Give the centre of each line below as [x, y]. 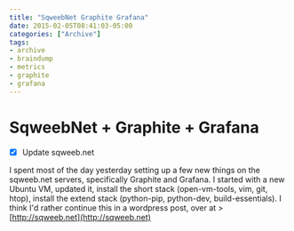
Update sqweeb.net [58, 152]
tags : [19, 42]
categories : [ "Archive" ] [55, 34]
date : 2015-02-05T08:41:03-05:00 [71, 26]
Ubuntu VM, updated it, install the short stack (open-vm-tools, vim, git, [139, 188]
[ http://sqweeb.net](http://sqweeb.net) [80, 217]
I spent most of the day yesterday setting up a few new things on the [135, 170]
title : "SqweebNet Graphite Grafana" [79, 17]
